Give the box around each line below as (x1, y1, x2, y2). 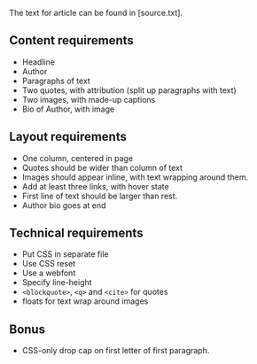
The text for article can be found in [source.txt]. (9, 8, 183, 18)
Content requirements (9, 33, 135, 48)
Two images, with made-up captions (21, 94, 156, 105)
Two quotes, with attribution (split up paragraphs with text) (21, 84, 237, 96)
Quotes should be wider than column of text (21, 162, 183, 173)
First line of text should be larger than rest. (21, 190, 178, 201)
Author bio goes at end (21, 199, 106, 211)
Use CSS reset (21, 259, 76, 269)
